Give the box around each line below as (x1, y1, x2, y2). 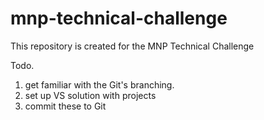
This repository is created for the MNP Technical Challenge (10, 40, 255, 52)
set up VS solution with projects (24, 89, 157, 101)
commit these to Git (24, 100, 107, 112)
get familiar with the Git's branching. (24, 78, 175, 91)
